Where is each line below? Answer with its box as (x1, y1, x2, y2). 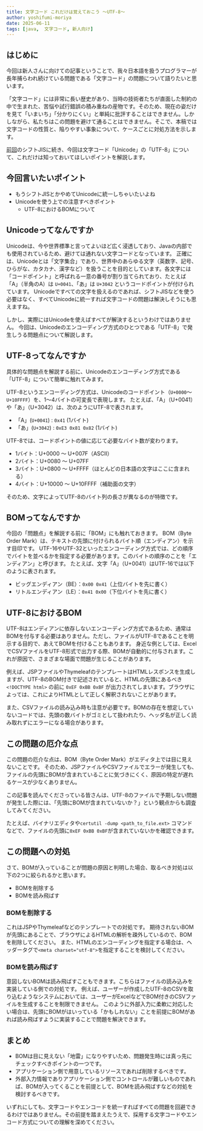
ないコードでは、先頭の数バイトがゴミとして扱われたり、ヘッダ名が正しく (6, 712, 192, 719)
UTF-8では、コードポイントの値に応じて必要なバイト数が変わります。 (6, 436, 182, 444)
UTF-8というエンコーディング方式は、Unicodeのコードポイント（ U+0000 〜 (6, 388, 192, 395)
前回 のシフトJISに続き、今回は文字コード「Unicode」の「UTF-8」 (6, 146, 173, 154)
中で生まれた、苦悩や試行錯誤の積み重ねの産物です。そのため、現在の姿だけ (6, 103, 197, 110)
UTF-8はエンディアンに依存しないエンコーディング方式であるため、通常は (6, 625, 192, 632)
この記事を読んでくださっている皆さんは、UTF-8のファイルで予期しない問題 (6, 791, 198, 798)
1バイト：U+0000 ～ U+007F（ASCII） (15, 450, 113, 457)
